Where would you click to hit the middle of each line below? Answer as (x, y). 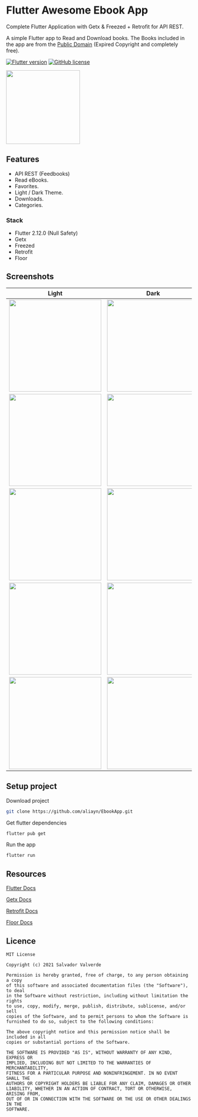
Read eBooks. (32, 180)
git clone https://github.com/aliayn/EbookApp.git (70, 812)
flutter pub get (26, 833)
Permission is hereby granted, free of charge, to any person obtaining (97, 975)
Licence (21, 941)
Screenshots (30, 277)
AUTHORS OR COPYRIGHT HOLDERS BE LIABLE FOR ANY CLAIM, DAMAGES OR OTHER (99, 1083)
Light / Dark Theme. (39, 192)
